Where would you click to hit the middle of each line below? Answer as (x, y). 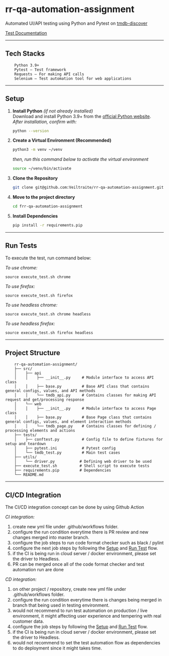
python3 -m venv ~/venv (37, 150)
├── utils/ (26, 457)
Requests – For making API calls (49, 74)
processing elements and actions (40, 431)
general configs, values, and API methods (50, 391)
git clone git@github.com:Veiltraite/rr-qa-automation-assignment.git (88, 188)
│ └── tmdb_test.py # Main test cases (67, 453)
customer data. (28, 621)
